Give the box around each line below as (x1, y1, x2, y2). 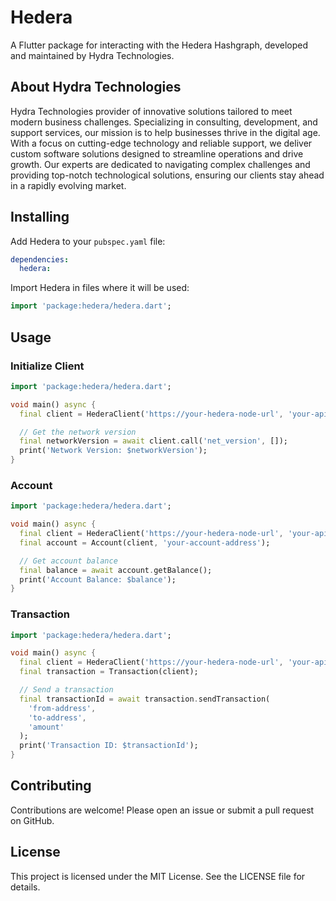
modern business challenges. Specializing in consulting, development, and (10, 116, 318, 128)
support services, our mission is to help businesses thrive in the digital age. (10, 126, 321, 138)
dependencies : (10, 254, 70, 265)
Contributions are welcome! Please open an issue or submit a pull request (10, 804, 315, 816)
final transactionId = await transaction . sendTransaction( (19, 694, 271, 704)
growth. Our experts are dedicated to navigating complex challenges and (10, 158, 311, 170)
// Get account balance (19, 556, 118, 566)
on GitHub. (10, 814, 55, 826)
